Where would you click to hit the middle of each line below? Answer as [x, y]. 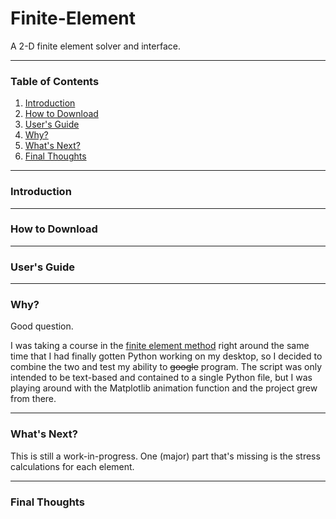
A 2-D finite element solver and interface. [95, 46]
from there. [33, 399]
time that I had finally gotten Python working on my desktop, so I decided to [166, 356]
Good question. [42, 326]
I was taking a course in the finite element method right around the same [160, 346]
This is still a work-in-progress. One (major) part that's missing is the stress [165, 456]
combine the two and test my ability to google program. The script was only [166, 367]
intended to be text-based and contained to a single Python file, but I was [161, 378]
